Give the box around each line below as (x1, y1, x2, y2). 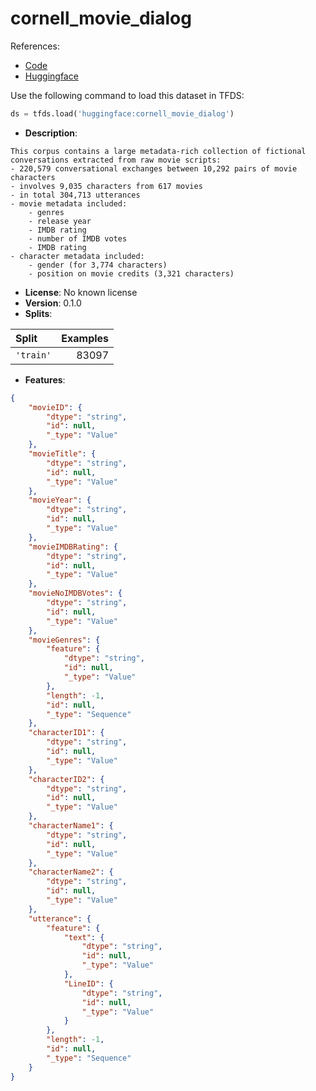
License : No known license (24, 286, 138, 298)
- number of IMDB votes (28, 233, 128, 244)
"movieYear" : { (28, 495, 92, 506)
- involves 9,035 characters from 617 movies (10, 181, 203, 191)
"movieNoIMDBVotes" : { (28, 588, 123, 599)
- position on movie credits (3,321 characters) (28, 268, 235, 279)
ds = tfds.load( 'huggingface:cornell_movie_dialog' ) (10, 108, 235, 119)
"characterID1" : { (28, 728, 105, 738)
